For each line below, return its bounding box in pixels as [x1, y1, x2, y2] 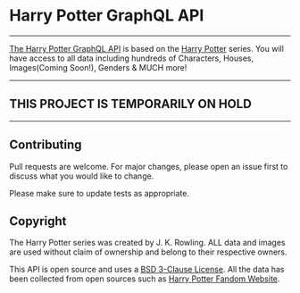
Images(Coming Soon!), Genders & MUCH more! [9, 62, 187, 72]
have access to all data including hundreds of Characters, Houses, [9, 53, 254, 63]
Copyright [9, 213, 67, 229]
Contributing [9, 138, 82, 153]
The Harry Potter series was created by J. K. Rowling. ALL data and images [9, 238, 286, 248]
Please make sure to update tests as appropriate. [9, 188, 190, 198]
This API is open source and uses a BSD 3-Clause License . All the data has [9, 264, 285, 275]
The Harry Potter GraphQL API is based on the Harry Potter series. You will [9, 43, 284, 54]
